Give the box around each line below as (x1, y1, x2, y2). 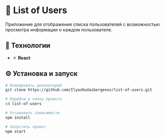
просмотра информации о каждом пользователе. (5, 26, 113, 32)
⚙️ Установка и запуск (5, 69, 78, 78)
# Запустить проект (5, 124, 46, 129)
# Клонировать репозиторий (5, 83, 62, 88)
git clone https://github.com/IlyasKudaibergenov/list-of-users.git (5, 87, 152, 92)
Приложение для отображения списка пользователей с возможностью (5, 21, 160, 27)
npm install (5, 115, 30, 120)
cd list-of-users (5, 101, 42, 107)
